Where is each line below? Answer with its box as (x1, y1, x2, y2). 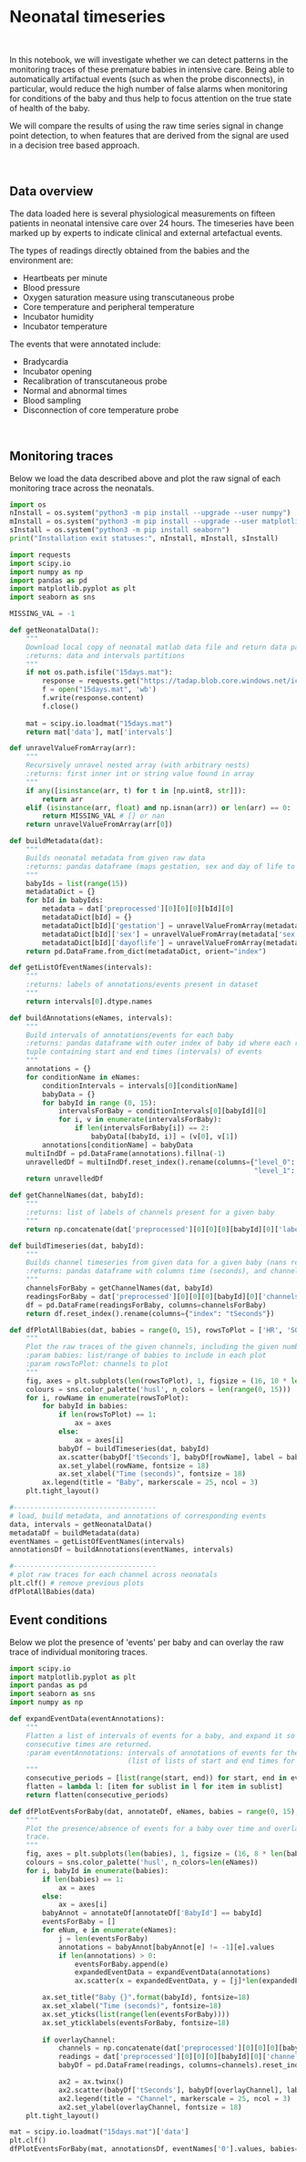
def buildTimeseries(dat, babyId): (9, 1241, 145, 1251)
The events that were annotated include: (9, 338, 161, 349)
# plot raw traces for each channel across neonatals (9, 1570, 219, 1580)
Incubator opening (22, 365, 93, 376)
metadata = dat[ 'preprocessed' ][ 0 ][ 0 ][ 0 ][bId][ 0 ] (42, 904, 234, 913)
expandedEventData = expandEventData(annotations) (74, 1968, 271, 1977)
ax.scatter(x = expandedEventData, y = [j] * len (74, 1976, 259, 1986)
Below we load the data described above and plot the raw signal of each (9, 472, 280, 484)
